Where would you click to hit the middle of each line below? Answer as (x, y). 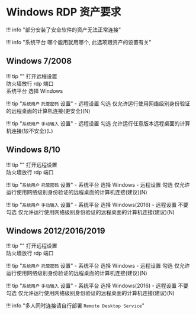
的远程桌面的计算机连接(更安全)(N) (48, 111)
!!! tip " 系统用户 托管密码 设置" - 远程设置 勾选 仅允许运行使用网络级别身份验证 (98, 103)
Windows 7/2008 (39, 61)
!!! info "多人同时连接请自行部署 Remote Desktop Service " (75, 306)
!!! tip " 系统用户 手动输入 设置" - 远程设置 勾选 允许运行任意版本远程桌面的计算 (98, 123)
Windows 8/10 (33, 150)
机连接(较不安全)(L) (30, 131)
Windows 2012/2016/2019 (56, 231)
